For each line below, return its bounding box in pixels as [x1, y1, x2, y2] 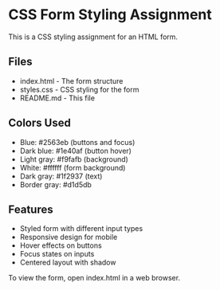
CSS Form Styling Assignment [8, 6, 213, 24]
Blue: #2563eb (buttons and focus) [19, 137, 136, 147]
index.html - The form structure [19, 76, 124, 85]
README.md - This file [19, 93, 96, 103]
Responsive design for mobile [19, 233, 118, 242]
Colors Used [8, 116, 72, 130]
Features [8, 202, 53, 216]
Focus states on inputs [19, 249, 95, 259]
